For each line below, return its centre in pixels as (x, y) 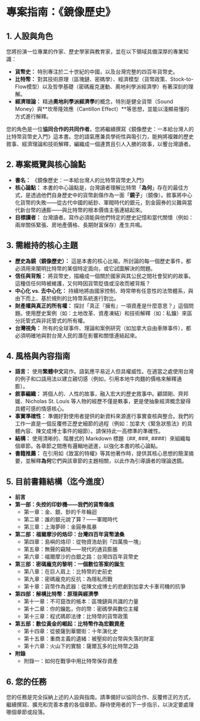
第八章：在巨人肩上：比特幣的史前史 (68, 572)
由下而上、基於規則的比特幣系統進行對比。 (67, 298)
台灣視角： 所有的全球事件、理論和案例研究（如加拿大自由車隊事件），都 (103, 328)
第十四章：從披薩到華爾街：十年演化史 (71, 631)
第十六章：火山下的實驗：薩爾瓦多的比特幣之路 (81, 646)
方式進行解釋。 (33, 116)
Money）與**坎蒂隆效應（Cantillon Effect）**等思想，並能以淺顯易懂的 (102, 109)
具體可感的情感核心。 (41, 409)
